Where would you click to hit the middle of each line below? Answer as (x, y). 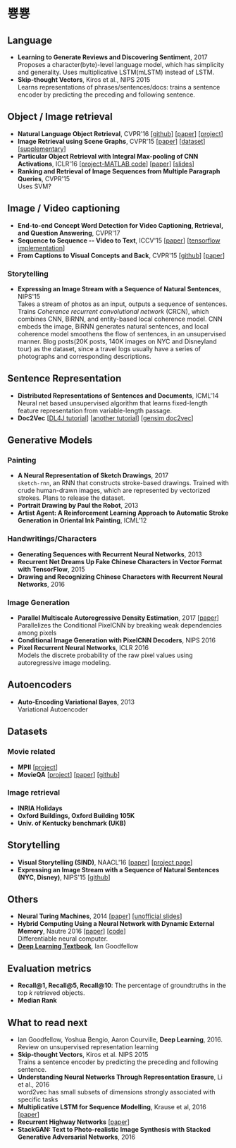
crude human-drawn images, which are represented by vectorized (114, 491)
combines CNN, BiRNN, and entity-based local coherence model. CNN (120, 319)
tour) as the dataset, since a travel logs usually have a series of (109, 348)
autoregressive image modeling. (64, 663)
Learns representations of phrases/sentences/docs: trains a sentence (119, 87)
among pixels (37, 633)
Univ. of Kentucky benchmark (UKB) (72, 823)
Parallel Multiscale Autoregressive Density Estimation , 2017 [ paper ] (118, 618)
